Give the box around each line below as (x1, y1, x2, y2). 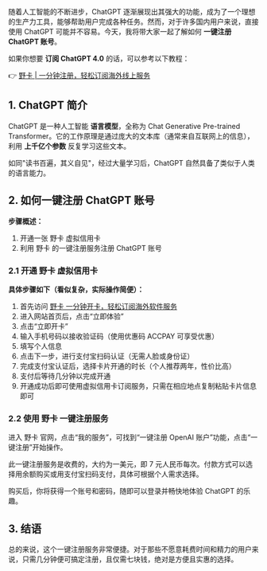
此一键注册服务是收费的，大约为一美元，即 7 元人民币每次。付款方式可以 (8, 460, 246, 469)
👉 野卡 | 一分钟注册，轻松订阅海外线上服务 (8, 71, 151, 80)
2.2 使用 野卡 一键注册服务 (8, 413, 109, 424)
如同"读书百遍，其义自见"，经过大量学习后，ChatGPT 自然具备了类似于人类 (8, 158, 256, 167)
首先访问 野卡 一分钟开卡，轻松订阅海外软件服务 (19, 301, 177, 311)
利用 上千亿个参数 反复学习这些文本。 (8, 141, 131, 151)
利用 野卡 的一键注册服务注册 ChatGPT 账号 (19, 243, 162, 252)
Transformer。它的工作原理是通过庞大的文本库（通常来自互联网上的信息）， (8, 131, 254, 141)
